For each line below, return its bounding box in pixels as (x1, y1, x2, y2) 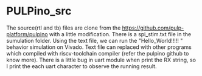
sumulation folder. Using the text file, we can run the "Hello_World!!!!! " (6, 37, 183, 44)
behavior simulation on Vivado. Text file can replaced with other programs (6, 43, 192, 51)
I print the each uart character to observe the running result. (6, 62, 157, 70)
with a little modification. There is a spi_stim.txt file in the (49, 30, 192, 37)
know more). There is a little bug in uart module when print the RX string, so (6, 56, 197, 63)
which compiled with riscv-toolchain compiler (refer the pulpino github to (6, 49, 189, 57)
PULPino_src (6, 4, 72, 18)
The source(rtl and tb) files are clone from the (6, 24, 121, 31)
